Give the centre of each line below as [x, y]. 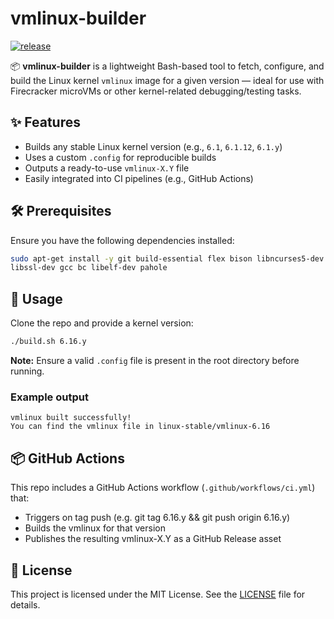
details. [25, 604]
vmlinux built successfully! [71, 418]
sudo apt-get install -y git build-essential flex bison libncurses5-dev [167, 258]
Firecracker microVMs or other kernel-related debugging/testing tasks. [156, 91]
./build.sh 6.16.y [48, 342]
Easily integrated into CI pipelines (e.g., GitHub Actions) [139, 178]
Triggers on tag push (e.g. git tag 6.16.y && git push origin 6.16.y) [157, 518]
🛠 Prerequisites [61, 211]
